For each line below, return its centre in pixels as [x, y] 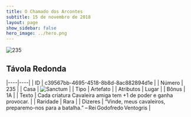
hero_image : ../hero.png [37, 34]
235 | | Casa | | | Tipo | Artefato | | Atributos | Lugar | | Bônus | [96, 89]
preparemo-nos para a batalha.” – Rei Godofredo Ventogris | [78, 108]
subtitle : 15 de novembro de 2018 [49, 17]
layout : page [22, 22]
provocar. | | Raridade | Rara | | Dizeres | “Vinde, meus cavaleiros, [86, 101]
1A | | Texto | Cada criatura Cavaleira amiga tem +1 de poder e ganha [90, 95]
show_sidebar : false [32, 28]
